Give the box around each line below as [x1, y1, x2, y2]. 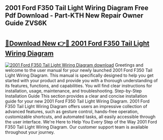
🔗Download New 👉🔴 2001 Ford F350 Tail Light [5, 39, 150, 48]
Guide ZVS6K [5, 19, 47, 27]
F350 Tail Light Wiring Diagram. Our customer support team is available [5, 124, 148, 130]
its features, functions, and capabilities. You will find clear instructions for [5, 83, 152, 88]
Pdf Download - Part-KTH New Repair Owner [5, 12, 144, 20]
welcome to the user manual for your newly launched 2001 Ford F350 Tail [5, 68, 152, 73]
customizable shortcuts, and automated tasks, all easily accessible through [5, 114, 156, 120]
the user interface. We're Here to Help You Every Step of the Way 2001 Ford [5, 119, 157, 124]
